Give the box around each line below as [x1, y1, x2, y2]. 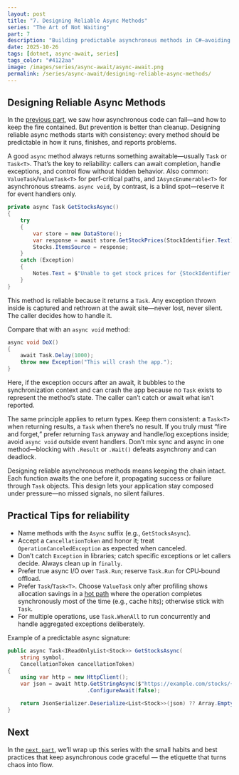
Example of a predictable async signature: [7, 633, 131, 642]
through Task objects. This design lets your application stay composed [7, 482, 214, 491]
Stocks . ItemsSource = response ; [33, 243, 129, 250]
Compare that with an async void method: [7, 325, 130, 334]
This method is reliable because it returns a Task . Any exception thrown [7, 296, 216, 304]
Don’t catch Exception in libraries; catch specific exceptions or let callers [17, 551, 231, 560]
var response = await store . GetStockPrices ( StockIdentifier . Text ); [33, 237, 237, 244]
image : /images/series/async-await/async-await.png [7, 63, 164, 71]
